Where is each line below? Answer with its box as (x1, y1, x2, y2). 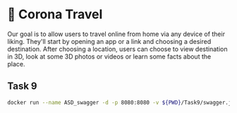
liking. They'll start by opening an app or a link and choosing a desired (7, 37, 212, 45)
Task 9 (7, 81, 37, 93)
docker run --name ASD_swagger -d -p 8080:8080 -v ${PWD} (7, 99, 181, 106)
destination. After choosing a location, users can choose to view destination (7, 44, 228, 53)
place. (7, 59, 26, 68)
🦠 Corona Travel (7, 6, 103, 23)
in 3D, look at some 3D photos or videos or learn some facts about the (7, 52, 212, 61)
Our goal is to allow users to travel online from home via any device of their (7, 30, 226, 38)
